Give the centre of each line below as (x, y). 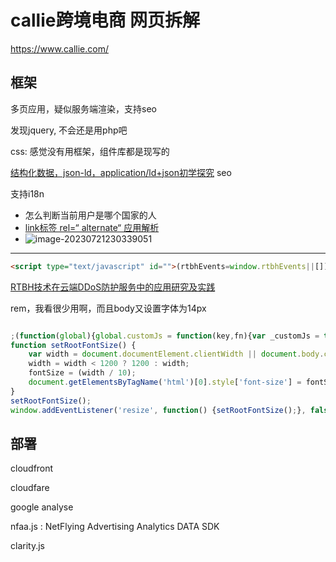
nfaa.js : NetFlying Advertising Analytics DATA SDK (115, 527)
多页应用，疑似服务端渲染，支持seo (83, 108)
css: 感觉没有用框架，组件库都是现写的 (90, 151)
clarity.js (27, 546)
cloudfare (30, 488)
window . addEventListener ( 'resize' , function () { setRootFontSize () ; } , (158, 410)
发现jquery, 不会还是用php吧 (69, 130)
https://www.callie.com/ (59, 48)
